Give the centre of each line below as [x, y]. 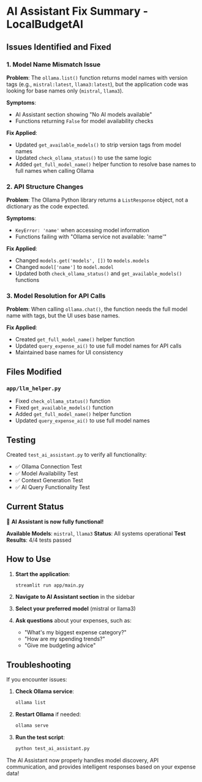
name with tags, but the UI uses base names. [63, 316]
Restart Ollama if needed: [48, 715]
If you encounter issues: [37, 680]
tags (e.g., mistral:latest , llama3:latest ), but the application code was [97, 84]
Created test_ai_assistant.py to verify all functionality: [77, 454]
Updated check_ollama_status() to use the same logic [83, 158]
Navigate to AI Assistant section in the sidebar [75, 597]
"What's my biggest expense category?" [75, 632]
